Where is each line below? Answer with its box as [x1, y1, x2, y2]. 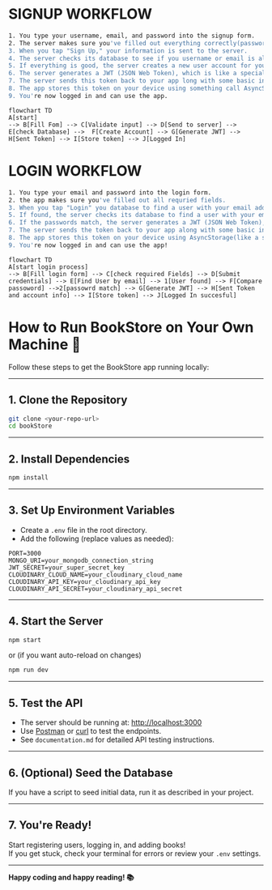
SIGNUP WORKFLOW [8, 5, 152, 23]
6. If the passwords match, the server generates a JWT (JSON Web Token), [8, 219, 266, 227]
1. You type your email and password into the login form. [8, 188, 212, 197]
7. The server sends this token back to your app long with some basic [8, 77, 255, 85]
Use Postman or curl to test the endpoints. [19, 726, 162, 736]
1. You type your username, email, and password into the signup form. [8, 32, 255, 40]
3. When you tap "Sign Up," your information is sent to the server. [8, 46, 249, 55]
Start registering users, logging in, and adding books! [8, 840, 186, 850]
